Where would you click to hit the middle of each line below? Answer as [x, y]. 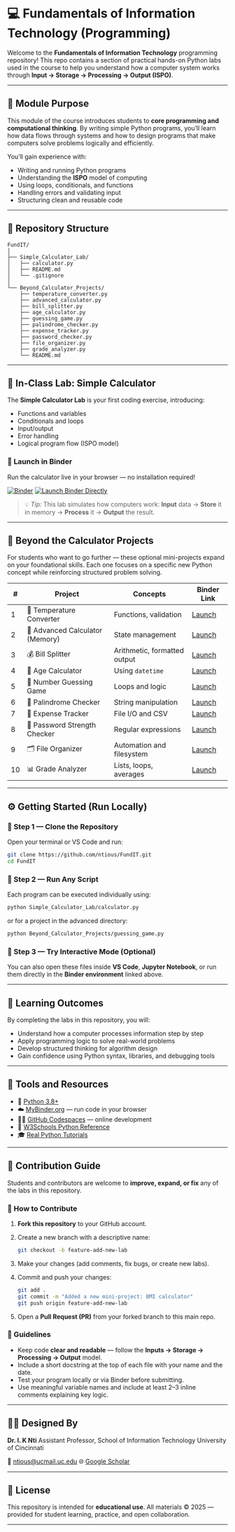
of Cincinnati [26, 1447]
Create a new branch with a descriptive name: [84, 1237]
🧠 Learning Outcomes [55, 1003]
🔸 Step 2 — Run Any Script [53, 879]
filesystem [131, 754]
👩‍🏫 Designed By [43, 1424]
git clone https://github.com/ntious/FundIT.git [79, 855]
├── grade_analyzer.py [53, 349]
